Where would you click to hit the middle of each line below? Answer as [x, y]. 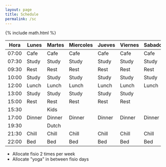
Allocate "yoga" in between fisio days [50, 159]
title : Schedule [22, 14]
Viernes [130, 45]
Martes [55, 45]
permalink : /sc [21, 19]
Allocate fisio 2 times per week [44, 154]
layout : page [19, 10]
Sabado [153, 45]
